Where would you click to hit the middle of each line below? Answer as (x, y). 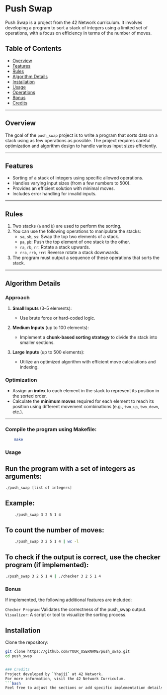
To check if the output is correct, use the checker (83, 557)
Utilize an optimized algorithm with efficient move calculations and (88, 361)
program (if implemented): (47, 565)
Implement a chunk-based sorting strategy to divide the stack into (88, 337)
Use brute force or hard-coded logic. (57, 318)
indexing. (29, 367)
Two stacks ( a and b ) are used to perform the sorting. (67, 226)
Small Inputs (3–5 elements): (42, 308)
